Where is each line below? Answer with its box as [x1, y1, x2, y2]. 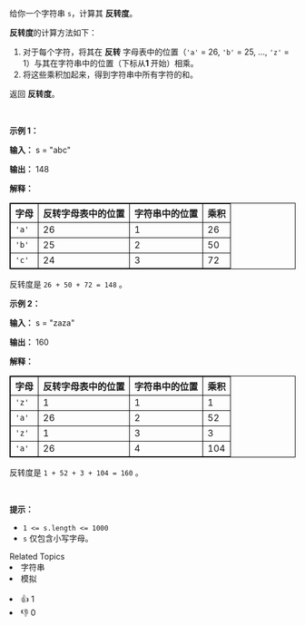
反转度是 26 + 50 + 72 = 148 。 [9, 279, 127, 289]
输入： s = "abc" [9, 144, 71, 155]
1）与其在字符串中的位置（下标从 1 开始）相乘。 [22, 58, 199, 68]
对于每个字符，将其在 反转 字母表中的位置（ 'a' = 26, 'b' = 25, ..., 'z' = [22, 46, 290, 57]
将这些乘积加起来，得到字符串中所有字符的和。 [22, 69, 198, 80]
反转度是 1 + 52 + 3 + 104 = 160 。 [9, 467, 143, 478]
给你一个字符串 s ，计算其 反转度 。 [9, 8, 138, 18]
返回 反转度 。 [9, 89, 60, 99]
